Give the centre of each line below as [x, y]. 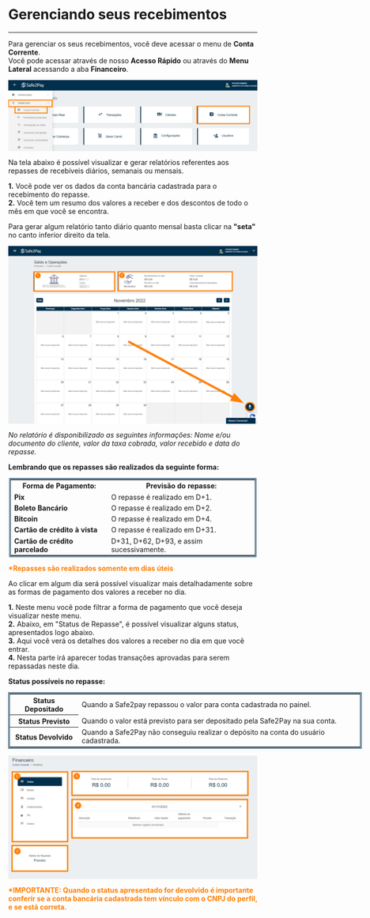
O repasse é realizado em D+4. [161, 519]
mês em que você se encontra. [59, 211]
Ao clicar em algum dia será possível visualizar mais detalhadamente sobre [130, 584]
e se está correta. [38, 907]
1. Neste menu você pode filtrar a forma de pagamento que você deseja [125, 608]
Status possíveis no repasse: [57, 682]
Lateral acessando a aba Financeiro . [68, 69]
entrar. [19, 649]
